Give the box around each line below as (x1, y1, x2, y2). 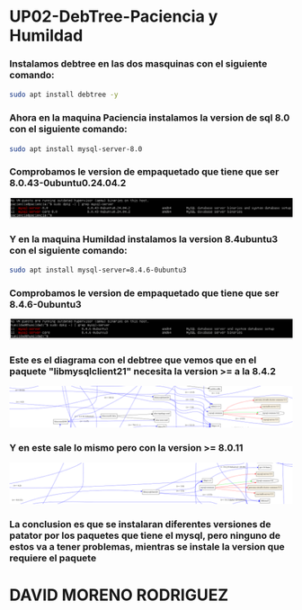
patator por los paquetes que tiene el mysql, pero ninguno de (9, 529, 281, 542)
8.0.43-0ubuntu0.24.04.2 (9, 177, 127, 190)
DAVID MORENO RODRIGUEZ (9, 585, 229, 606)
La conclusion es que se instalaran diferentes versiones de (9, 518, 271, 531)
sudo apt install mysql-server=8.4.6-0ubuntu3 (9, 265, 187, 275)
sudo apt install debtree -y (9, 90, 119, 100)
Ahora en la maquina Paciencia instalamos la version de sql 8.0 (9, 112, 290, 124)
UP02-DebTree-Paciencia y (9, 6, 218, 27)
